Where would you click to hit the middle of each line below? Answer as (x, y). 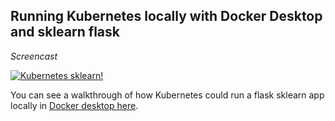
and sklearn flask (65, 32)
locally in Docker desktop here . (74, 105)
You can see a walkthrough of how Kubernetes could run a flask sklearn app (167, 95)
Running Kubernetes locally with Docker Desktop (166, 16)
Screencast (34, 56)
